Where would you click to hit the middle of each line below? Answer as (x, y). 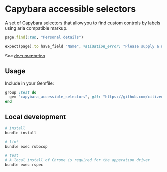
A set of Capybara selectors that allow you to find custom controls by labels (83, 23)
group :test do (21, 92)
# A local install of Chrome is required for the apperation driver (78, 160)
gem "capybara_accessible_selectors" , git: (55, 97)
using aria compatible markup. (36, 28)
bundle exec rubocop (27, 146)
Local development (36, 117)
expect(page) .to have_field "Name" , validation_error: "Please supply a (82, 46)
